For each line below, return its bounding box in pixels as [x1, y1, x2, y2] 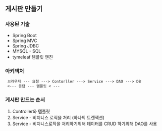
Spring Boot [12, 32, 37, 38]
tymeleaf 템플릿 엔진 [12, 54, 53, 60]
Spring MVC [12, 38, 38, 44]
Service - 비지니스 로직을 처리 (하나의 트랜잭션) [12, 115, 105, 121]
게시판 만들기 [5, 4, 43, 13]
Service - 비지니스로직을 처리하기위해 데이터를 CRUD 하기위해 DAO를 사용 [12, 121, 158, 127]
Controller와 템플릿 [12, 108, 51, 115]
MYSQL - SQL [12, 48, 41, 54]
